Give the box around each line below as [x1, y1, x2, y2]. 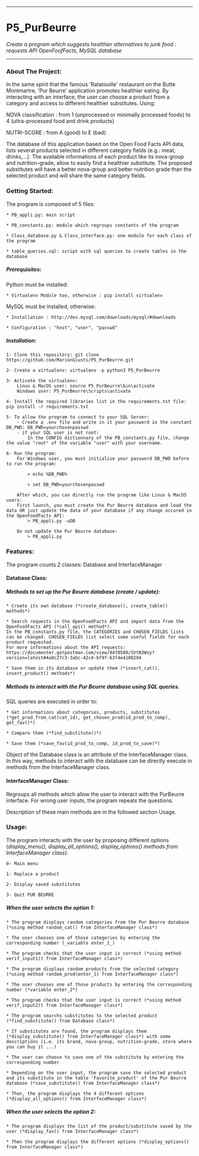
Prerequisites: [6, 266, 42, 273]
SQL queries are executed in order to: [6, 698, 98, 705]
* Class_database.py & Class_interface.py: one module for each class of [6, 233, 192, 239]
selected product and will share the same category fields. [6, 172, 147, 179]
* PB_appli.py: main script [6, 212, 76, 218]
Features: [6, 547, 34, 555]
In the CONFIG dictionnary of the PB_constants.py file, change [27, 435, 190, 441]
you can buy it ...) [6, 1044, 57, 1050]
